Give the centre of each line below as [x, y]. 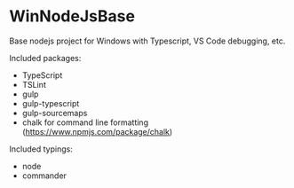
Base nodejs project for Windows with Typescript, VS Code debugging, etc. [147, 41]
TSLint [34, 84]
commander [44, 176]
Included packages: [45, 58]
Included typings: [41, 149]
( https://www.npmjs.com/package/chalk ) [97, 131]
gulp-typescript [51, 103]
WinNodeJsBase [72, 16]
